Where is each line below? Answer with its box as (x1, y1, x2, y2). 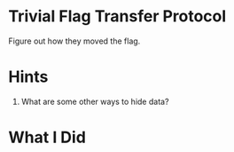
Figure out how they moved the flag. (8, 36, 141, 46)
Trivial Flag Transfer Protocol (8, 6, 227, 27)
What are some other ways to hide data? (20, 96, 169, 107)
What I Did (8, 127, 86, 148)
